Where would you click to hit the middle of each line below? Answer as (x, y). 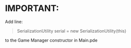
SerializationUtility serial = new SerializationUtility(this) (72, 31)
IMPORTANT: (32, 8)
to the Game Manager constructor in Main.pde (51, 40)
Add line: (14, 22)
